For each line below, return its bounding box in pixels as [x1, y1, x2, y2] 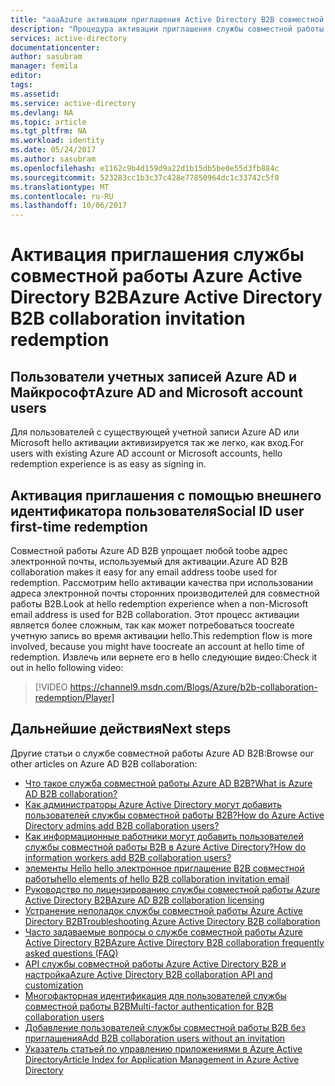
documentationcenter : [10, 42, 101, 53]
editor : [10, 71, 43, 81]
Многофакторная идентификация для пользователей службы [24, 989, 287, 1001]
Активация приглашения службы [10, 244, 305, 266]
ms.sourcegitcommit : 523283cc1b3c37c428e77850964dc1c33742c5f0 [10, 172, 280, 183]
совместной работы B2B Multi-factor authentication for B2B [24, 1000, 274, 1012]
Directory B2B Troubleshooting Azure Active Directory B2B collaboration [24, 915, 321, 927]
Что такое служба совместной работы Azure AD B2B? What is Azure [24, 777, 313, 789]
